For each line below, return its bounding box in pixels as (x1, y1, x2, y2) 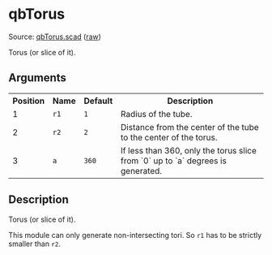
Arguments (8, 71, 67, 85)
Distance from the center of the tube (120, 121, 259, 132)
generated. (120, 165, 163, 176)
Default (83, 95, 113, 106)
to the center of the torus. (120, 132, 218, 143)
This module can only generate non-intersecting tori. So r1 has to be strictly (8, 230, 262, 240)
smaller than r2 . (8, 239, 61, 249)
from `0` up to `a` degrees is (120, 155, 227, 166)
